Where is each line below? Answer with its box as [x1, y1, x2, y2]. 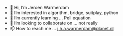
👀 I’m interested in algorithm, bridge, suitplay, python [9, 10, 119, 16]
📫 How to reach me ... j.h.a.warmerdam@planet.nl [9, 26, 114, 31]
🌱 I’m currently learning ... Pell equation [9, 15, 91, 20]
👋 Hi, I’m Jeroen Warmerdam [9, 5, 69, 10]
